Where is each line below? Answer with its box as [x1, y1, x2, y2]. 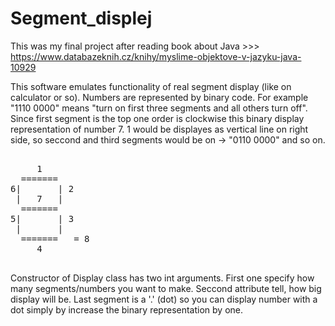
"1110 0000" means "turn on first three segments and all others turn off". [10, 102, 308, 114]
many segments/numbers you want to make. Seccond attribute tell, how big [10, 282, 322, 294]
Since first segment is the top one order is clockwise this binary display [10, 112, 305, 124]
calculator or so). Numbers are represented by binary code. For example [10, 91, 309, 103]
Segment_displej [10, 7, 153, 30]
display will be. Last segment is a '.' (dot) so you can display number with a [10, 293, 318, 305]
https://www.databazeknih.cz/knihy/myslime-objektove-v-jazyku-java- [10, 50, 302, 62]
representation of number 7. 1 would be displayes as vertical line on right [10, 123, 309, 135]
